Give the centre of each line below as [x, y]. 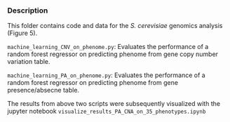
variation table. [29, 62]
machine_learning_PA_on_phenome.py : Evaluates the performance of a [106, 75]
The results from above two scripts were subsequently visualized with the [114, 104]
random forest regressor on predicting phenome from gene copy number [113, 54]
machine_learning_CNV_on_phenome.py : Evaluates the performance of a [108, 47]
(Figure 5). [22, 33]
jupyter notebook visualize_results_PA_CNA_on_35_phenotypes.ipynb [107, 111]
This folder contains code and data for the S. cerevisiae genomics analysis [115, 26]
